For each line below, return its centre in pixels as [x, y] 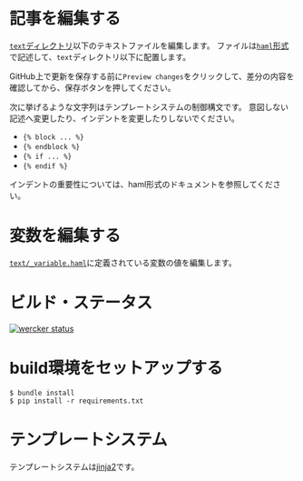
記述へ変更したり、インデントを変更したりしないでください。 [125, 118]
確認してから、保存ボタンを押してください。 [93, 87]
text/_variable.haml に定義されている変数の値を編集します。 [123, 262]
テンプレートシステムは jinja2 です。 [74, 466]
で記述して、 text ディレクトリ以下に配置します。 [100, 56]
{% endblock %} [51, 146]
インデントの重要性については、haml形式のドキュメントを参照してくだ [142, 184]
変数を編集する [65, 236]
